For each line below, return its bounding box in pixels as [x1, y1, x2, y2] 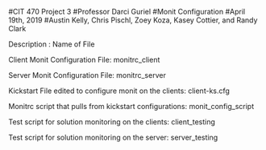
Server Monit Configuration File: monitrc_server [8, 71, 167, 79]
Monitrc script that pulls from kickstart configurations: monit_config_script [8, 102, 255, 111]
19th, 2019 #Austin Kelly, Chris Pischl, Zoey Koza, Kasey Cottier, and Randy [8, 15, 258, 25]
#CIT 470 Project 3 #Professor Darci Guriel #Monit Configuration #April [8, 7, 246, 16]
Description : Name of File [8, 39, 95, 49]
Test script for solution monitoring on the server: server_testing [8, 132, 218, 142]
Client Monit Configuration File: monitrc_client [8, 55, 160, 64]
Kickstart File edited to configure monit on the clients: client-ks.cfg [8, 86, 230, 95]
